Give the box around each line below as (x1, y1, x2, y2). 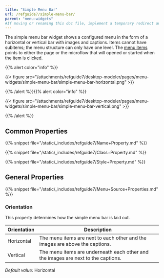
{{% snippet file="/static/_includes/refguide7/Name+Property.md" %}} (5, 140, 147, 146)
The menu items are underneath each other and (39, 249, 149, 255)
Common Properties (5, 127, 68, 135)
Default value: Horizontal (5, 267, 55, 273)
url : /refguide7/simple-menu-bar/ (5, 12, 76, 17)
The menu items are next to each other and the (39, 234, 147, 241)
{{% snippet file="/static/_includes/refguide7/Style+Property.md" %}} (5, 159, 145, 165)
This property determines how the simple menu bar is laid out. (5, 215, 130, 221)
